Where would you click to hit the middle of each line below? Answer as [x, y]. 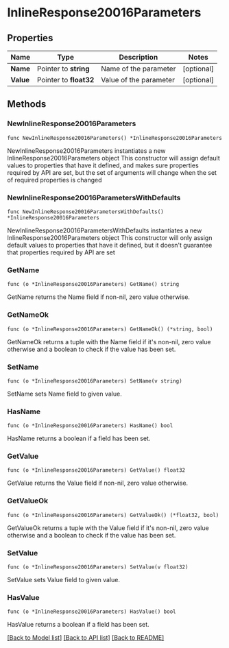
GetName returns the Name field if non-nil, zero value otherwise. [99, 297]
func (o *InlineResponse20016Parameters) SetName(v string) [95, 381]
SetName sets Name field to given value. [64, 394]
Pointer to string [63, 69]
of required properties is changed [55, 180]
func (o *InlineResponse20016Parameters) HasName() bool [90, 426]
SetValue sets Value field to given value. [63, 580]
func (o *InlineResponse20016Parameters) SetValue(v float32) [98, 567]
